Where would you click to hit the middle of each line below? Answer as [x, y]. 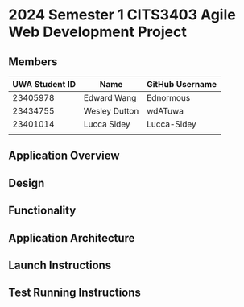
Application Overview [64, 156]
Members [33, 62]
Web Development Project [97, 32]
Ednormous [168, 98]
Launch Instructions [60, 265]
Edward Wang [110, 98]
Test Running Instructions [74, 293]
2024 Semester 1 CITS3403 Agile [122, 15]
